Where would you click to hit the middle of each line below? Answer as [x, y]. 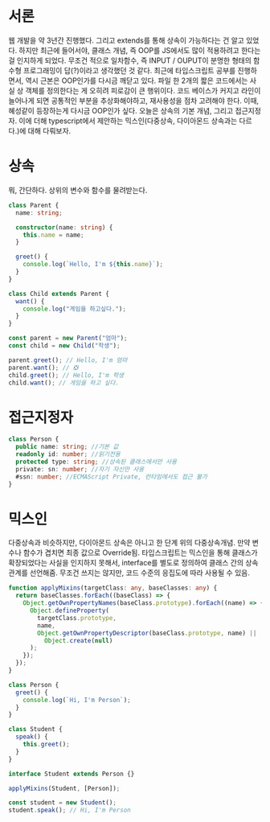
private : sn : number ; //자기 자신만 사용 [80, 469]
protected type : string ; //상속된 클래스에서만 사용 [96, 462]
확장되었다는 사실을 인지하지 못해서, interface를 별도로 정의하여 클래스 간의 [126, 563]
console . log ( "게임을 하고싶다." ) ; [75, 309]
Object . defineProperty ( [70, 610]
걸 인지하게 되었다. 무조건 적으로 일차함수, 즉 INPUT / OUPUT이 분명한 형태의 [130, 60]
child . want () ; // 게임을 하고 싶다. [63, 383]
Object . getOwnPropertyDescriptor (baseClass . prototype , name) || [147, 633]
